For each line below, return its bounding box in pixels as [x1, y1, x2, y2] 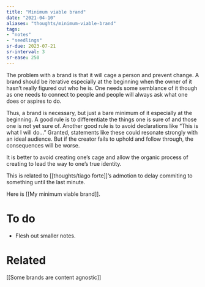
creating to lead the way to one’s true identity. [6, 160, 122, 167]
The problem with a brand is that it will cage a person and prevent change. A [6, 71, 199, 78]
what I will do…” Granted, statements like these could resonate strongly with [6, 129, 198, 136]
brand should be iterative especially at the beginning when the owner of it [6, 78, 192, 85]
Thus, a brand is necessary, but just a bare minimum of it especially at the [6, 109, 193, 116]
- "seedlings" [6, 37, 43, 43]
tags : [6, 26, 20, 32]
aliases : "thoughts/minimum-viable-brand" [6, 20, 116, 26]
